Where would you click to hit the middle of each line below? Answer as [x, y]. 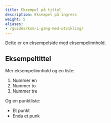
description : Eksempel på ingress [41, 15]
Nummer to [24, 85]
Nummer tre [25, 91]
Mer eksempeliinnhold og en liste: [40, 70]
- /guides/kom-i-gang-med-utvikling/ [44, 29]
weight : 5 [15, 19]
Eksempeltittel [28, 58]
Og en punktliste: [23, 100]
